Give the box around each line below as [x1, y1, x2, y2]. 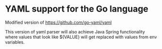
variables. [5, 39, 25, 45]
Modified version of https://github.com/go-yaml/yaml [5, 19, 112, 25]
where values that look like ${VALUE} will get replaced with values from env [5, 34, 157, 40]
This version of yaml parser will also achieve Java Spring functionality [5, 29, 145, 34]
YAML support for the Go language [5, 3, 148, 15]
